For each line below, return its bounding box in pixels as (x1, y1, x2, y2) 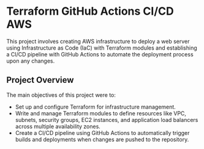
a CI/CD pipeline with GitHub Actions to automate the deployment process (6, 50, 194, 58)
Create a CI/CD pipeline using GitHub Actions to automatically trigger (15, 129, 190, 136)
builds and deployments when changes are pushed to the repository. (15, 136, 189, 143)
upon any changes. (6, 57, 55, 64)
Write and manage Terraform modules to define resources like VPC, (15, 109, 187, 117)
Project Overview (6, 75, 74, 85)
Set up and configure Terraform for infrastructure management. (15, 103, 176, 110)
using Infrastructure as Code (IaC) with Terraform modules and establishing (6, 44, 197, 52)
